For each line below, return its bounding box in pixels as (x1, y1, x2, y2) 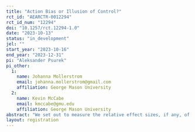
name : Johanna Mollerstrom (16, 74, 83, 79)
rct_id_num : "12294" (6, 19, 57, 25)
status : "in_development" (6, 36, 69, 41)
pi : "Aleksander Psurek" (6, 57, 67, 63)
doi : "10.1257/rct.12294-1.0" (6, 25, 80, 31)
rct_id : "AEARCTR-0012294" (6, 14, 72, 20)
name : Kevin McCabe (16, 95, 64, 101)
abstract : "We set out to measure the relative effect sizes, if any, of (6, 112, 190, 117)
